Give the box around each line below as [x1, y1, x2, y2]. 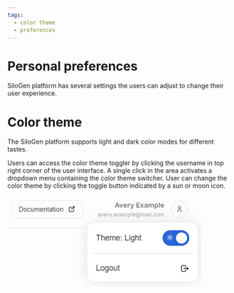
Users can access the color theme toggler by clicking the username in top [7, 159, 224, 167]
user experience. [7, 89, 57, 97]
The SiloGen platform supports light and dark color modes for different [7, 137, 215, 146]
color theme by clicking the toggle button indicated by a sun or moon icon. [7, 181, 225, 190]
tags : [7, 11, 23, 18]
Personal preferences [7, 58, 138, 74]
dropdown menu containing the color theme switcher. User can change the [7, 174, 228, 183]
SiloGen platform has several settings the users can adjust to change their [7, 82, 224, 90]
